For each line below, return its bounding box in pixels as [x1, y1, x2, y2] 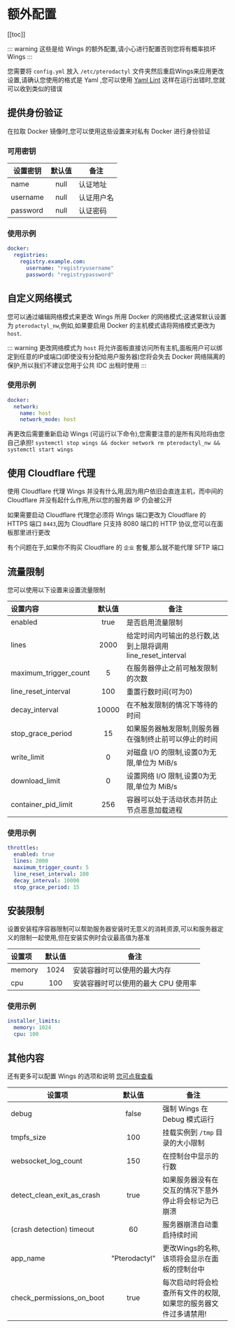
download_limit [10, 776, 61, 786]
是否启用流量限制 [126, 617, 183, 627]
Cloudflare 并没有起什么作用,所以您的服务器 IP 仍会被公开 [7, 496, 173, 504]
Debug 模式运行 [162, 1114, 215, 1124]
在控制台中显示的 [162, 1151, 219, 1161]
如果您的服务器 [162, 1299, 212, 1308]
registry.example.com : [20, 258, 86, 265]
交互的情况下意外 [162, 1185, 219, 1195]
